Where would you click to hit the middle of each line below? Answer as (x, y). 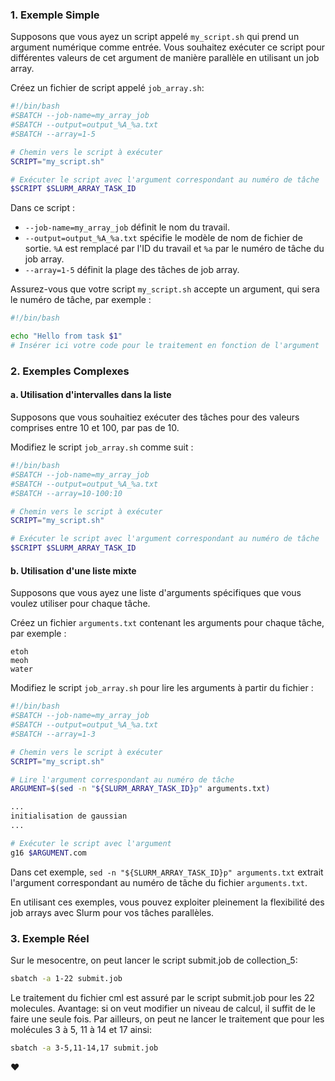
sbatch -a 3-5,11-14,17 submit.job (84, 1048)
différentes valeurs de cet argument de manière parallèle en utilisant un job (165, 58)
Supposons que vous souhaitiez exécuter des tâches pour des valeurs (155, 417)
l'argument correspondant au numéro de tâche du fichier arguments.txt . (159, 882)
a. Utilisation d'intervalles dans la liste (91, 395)
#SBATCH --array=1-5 (53, 134)
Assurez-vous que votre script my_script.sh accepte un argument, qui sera (165, 289)
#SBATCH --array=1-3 (53, 734)
